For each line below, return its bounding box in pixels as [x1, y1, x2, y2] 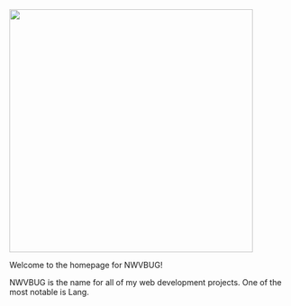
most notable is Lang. [9, 287, 90, 297]
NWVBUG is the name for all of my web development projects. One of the [9, 277, 282, 287]
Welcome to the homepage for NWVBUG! [9, 260, 163, 270]
